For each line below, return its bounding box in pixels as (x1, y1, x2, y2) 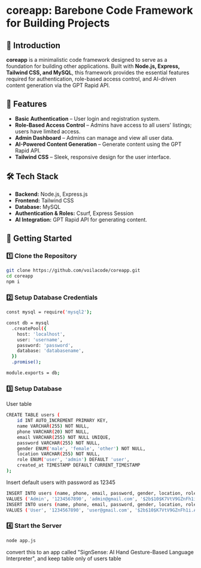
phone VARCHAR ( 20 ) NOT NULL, (17, 429, 90, 435)
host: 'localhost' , (17, 331, 66, 337)
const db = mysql (6, 320, 50, 326)
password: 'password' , (17, 342, 74, 348)
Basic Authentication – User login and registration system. (14, 115, 160, 122)
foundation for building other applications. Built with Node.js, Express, (6, 62, 180, 70)
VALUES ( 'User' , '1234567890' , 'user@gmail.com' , (6, 507, 133, 513)
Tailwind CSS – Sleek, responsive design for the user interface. (14, 153, 172, 160)
